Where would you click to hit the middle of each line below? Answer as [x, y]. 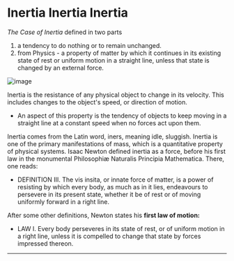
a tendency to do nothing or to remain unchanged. [89, 45]
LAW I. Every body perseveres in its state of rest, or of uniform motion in [121, 228]
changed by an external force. [61, 68]
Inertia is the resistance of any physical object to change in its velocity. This [116, 95]
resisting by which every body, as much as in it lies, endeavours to [112, 187]
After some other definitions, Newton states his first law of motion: [104, 215]
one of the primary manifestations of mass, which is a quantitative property [115, 143]
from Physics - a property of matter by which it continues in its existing [119, 53]
